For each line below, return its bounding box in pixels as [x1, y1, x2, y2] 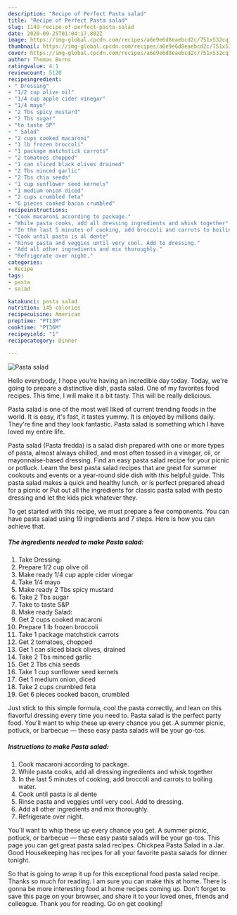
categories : [8, 259, 43, 266]
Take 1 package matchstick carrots [18, 631, 120, 639]
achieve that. [8, 522, 46, 530]
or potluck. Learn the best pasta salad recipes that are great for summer [8, 463, 217, 472]
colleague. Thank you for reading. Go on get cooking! [8, 900, 163, 908]
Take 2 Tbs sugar [18, 593, 69, 602]
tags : [8, 272, 24, 279]
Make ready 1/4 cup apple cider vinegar [18, 571, 134, 579]
